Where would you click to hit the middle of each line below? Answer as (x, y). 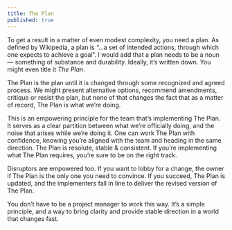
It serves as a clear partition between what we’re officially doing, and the (111, 125)
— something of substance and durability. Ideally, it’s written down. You (109, 62)
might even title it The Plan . (46, 69)
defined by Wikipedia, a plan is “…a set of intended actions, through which (113, 47)
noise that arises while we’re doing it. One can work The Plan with (101, 133)
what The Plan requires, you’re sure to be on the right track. (92, 155)
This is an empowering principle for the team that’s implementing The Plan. (114, 118)
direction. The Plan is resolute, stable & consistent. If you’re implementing (112, 148)
